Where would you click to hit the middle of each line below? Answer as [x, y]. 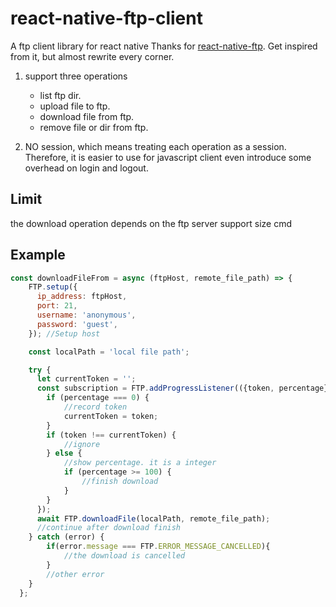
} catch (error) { [66, 537]
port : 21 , [57, 306]
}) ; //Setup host [64, 333]
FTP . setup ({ [53, 287]
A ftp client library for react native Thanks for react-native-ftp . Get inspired [164, 46]
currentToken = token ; [111, 416]
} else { [64, 453]
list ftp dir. [60, 95]
